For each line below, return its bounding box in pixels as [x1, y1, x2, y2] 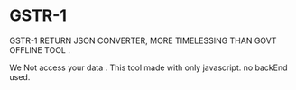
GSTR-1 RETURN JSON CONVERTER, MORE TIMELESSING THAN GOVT [9, 35, 277, 46]
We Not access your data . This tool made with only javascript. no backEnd [9, 62, 288, 73]
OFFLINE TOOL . [9, 44, 70, 55]
